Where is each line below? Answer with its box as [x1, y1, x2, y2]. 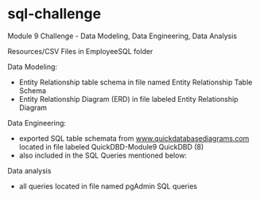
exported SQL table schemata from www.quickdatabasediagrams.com [18, 133, 250, 143]
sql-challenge [7, 5, 101, 23]
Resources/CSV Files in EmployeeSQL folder [7, 46, 153, 56]
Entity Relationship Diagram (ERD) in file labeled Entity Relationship [18, 94, 239, 103]
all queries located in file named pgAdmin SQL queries [18, 181, 198, 191]
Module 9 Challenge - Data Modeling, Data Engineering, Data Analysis [7, 31, 238, 41]
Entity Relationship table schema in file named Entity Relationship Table [18, 77, 253, 87]
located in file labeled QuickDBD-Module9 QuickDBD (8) [18, 142, 204, 151]
